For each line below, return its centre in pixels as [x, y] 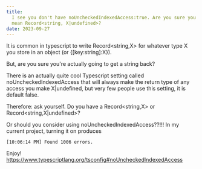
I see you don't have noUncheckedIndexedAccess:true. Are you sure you [104, 18]
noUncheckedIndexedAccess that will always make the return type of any [98, 82]
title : [15, 12]
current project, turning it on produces [54, 131]
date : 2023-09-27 [28, 29]
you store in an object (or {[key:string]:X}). [59, 53]
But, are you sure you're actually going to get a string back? [81, 64]
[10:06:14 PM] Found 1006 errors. [50, 142]
